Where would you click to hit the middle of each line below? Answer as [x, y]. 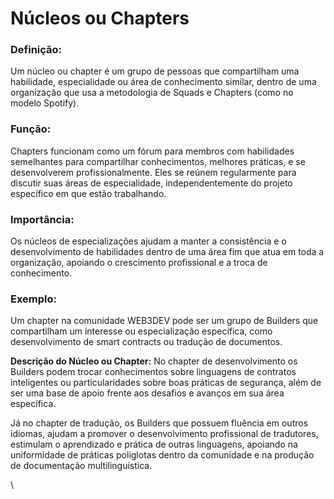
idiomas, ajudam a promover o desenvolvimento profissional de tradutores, [164, 434]
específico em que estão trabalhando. [88, 193]
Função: [31, 129]
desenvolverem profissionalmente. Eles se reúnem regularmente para [153, 172]
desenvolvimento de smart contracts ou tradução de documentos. [146, 342]
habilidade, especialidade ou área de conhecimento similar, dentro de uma [163, 82]
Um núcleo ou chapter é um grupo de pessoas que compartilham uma [155, 71]
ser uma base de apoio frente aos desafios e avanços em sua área [147, 393]
